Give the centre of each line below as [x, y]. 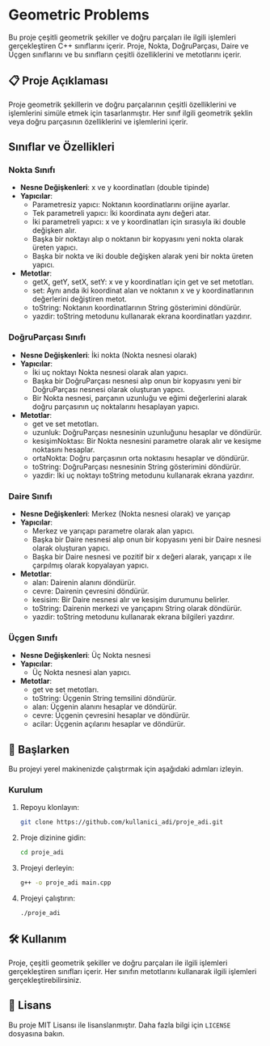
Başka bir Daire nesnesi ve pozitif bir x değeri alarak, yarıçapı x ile [142, 557]
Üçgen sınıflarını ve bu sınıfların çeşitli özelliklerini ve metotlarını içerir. [125, 54]
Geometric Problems [79, 15]
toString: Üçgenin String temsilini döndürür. [104, 698]
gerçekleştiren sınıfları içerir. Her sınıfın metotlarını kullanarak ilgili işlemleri [133, 971]
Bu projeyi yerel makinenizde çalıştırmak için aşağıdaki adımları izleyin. [126, 769]
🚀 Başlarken [39, 749]
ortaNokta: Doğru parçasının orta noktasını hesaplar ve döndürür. [140, 458]
